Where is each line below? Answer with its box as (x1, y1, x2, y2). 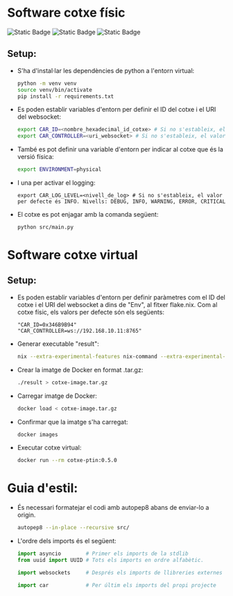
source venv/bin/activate (17, 86, 92, 93)
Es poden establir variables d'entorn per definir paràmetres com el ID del (17, 293, 225, 301)
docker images (17, 431, 58, 438)
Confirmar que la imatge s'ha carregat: (17, 417, 128, 426)
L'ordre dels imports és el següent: (17, 537, 116, 545)
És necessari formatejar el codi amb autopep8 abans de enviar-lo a (17, 504, 209, 512)
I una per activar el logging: (17, 179, 96, 187)
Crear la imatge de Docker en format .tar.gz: (17, 365, 144, 374)
